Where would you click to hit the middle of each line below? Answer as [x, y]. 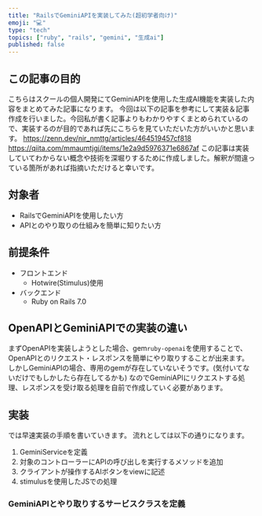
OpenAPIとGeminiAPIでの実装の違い [98, 328]
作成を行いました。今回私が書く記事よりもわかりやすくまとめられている [125, 118]
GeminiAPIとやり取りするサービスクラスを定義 [97, 504]
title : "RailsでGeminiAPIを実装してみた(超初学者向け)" [93, 15]
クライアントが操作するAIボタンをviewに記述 [92, 472]
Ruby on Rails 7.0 [59, 301]
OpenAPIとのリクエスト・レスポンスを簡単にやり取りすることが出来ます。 [129, 358]
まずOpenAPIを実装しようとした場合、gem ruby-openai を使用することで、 [127, 348]
